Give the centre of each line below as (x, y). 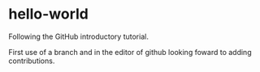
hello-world (49, 14)
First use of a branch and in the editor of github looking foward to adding (130, 52)
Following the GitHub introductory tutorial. (78, 36)
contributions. (32, 61)
